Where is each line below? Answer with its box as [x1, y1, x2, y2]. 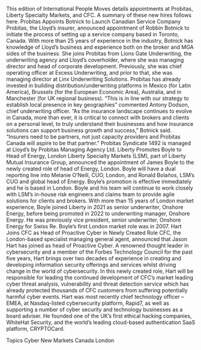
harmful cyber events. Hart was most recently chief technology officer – [6, 293, 184, 300]
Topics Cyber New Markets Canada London [6, 337, 115, 344]
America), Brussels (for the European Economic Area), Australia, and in [6, 89, 182, 95]
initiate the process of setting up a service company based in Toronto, [6, 31, 179, 38]
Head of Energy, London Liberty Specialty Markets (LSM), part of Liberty [6, 152, 186, 159]
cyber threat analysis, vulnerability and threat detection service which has [6, 280, 189, 287]
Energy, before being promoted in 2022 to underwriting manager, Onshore [6, 210, 190, 217]
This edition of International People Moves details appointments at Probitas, [6, 5, 193, 12]
